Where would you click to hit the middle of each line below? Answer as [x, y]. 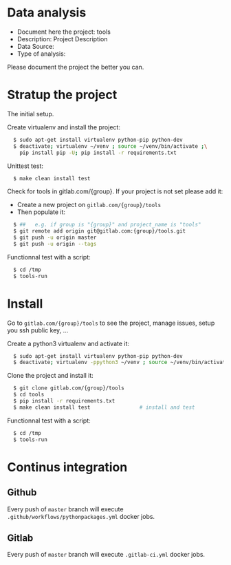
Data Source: [36, 46]
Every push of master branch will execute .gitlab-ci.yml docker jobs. [106, 555]
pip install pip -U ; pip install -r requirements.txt [98, 153]
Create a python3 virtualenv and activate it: [68, 343]
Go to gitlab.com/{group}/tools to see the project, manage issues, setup [111, 323]
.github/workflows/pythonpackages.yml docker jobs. [81, 516]
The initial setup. [31, 114]
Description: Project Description [62, 39]
